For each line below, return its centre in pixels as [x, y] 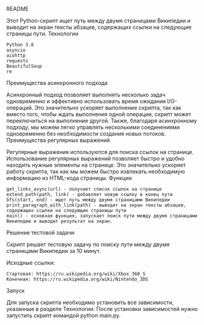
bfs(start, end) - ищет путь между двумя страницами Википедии [88, 200]
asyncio [16, 50]
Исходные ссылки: [31, 263]
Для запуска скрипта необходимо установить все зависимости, [90, 302]
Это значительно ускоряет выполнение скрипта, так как [108, 108]
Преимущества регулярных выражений [58, 140]
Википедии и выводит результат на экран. [60, 221]
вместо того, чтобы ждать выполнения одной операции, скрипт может [99, 114]
